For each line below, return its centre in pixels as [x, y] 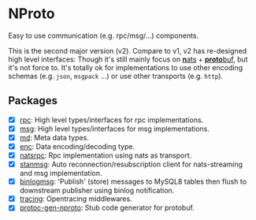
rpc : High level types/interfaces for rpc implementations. [111, 120]
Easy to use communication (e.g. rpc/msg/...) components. [104, 35]
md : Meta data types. [54, 137]
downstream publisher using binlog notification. [97, 191]
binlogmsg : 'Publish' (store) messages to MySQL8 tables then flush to [133, 181]
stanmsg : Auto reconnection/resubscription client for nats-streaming [131, 164]
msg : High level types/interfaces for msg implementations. [115, 129]
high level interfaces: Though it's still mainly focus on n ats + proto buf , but [128, 59]
